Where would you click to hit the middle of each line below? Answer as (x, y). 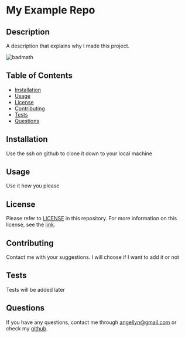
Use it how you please (33, 186)
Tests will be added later (36, 289)
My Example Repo (51, 10)
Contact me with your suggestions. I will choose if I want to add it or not (93, 257)
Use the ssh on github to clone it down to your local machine (79, 153)
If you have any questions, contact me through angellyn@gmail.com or (91, 322)
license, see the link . (31, 225)
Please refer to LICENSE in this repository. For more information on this (92, 218)
